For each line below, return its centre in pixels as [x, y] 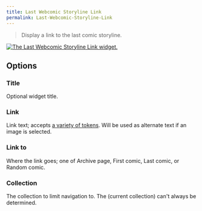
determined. [22, 203]
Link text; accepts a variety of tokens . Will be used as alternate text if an [96, 125]
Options [22, 65]
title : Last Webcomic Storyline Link [54, 12]
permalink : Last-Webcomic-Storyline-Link [59, 18]
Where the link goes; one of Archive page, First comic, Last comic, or [93, 161]
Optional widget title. [32, 96]
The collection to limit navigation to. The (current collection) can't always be [101, 196]
